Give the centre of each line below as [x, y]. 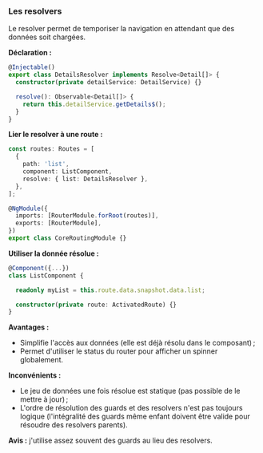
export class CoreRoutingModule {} [68, 238]
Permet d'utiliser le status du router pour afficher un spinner [119, 351]
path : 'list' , [46, 164]
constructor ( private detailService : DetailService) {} [109, 83]
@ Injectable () [32, 67]
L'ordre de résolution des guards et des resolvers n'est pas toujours [131, 408]
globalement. [42, 360]
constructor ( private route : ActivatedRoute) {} [96, 305]
